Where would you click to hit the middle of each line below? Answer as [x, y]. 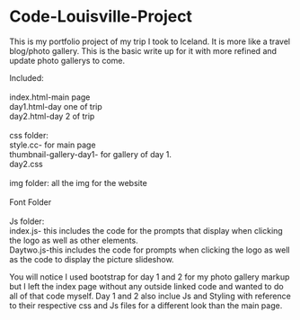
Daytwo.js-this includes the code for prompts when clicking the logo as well [150, 250]
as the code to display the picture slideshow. [92, 259]
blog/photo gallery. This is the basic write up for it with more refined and [143, 50]
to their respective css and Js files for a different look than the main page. [146, 305]
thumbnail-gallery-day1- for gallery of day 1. [91, 154]
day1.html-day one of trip [56, 106]
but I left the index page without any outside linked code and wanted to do [147, 286]
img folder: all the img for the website [79, 182]
